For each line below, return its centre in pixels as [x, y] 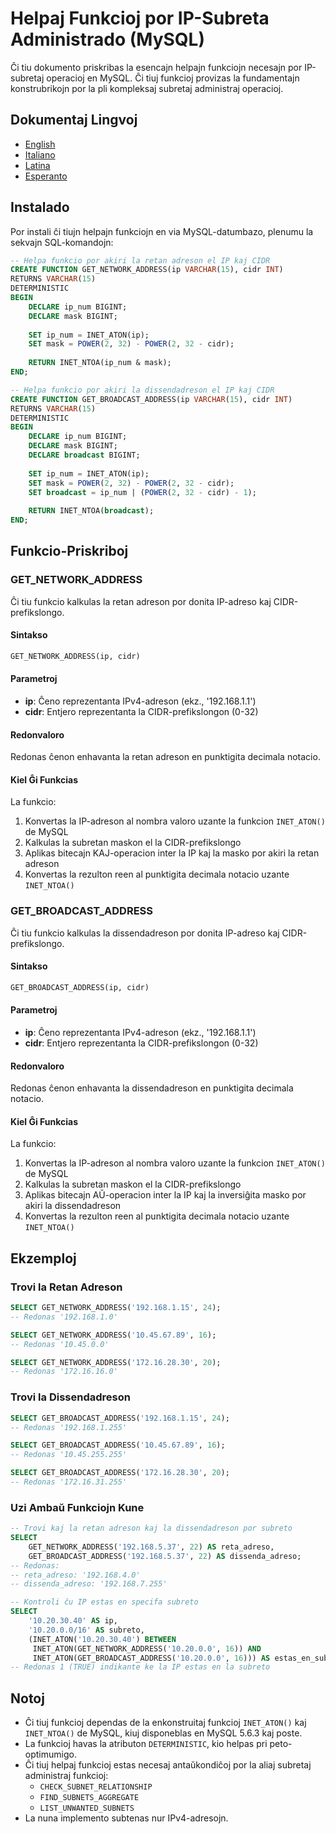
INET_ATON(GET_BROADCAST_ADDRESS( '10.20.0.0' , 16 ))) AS [151, 1658]
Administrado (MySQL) [107, 39]
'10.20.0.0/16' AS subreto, [86, 1630]
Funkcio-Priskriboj [69, 551]
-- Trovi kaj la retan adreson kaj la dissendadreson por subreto [151, 1528]
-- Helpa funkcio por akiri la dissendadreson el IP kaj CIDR [142, 390]
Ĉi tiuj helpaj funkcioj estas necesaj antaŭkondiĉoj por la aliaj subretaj [168, 1765]
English [40, 144]
